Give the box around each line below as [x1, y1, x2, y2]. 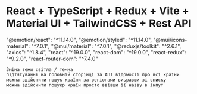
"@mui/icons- [153, 36, 187, 43]
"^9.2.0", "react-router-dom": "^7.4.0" [6, 55, 98, 62]
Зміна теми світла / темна [6, 66, 73, 72]
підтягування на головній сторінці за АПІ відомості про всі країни [6, 72, 180, 77]
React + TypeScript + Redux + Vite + [6, 4, 189, 18]
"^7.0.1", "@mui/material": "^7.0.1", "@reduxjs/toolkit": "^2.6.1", [31, 43, 182, 50]
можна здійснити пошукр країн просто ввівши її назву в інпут [6, 82, 164, 88]
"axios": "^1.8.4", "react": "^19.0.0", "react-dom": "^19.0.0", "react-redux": [6, 48, 186, 56]
